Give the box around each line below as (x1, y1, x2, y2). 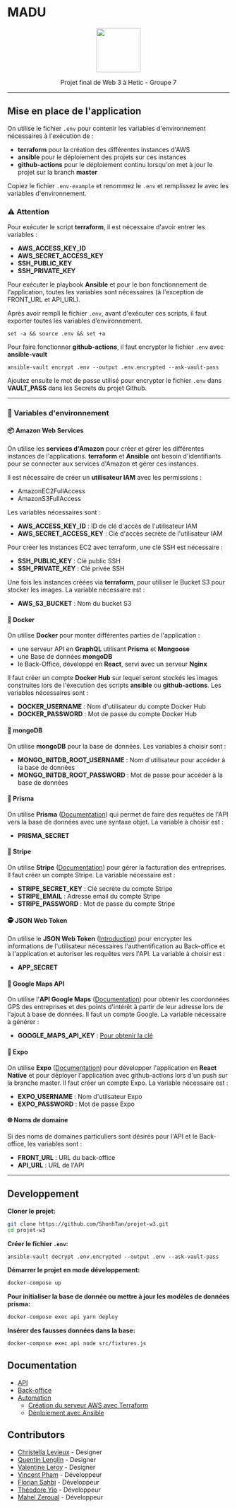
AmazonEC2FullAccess (17, 487, 86, 495)
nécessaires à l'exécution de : (7, 132, 94, 140)
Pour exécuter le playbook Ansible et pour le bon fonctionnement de (7, 280, 207, 289)
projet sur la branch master (17, 168, 97, 176)
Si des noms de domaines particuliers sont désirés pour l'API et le (7, 1132, 198, 1140)
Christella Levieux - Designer (17, 1448, 102, 1456)
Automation (17, 1393, 51, 1402)
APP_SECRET (17, 963, 59, 972)
